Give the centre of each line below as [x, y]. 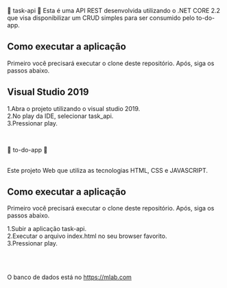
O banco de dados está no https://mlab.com [70, 277]
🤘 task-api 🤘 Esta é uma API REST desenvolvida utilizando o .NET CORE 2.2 [114, 11]
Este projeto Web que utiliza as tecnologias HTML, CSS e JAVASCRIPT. [107, 170]
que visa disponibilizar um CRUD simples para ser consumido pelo [101, 18]
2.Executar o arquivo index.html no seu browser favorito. [87, 236]
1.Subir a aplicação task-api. [47, 229]
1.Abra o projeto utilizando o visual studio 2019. [74, 108]
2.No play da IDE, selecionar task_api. [60, 116]
